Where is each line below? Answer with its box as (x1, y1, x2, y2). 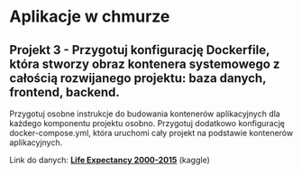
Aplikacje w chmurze (9, 6, 170, 27)
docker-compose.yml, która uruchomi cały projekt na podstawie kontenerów (9, 128, 294, 138)
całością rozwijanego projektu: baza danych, (9, 70, 267, 86)
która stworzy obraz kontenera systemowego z (9, 56, 280, 71)
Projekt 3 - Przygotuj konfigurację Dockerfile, (9, 42, 270, 58)
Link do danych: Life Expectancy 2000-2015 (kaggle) (9, 155, 210, 165)
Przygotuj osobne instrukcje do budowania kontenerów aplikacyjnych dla (9, 108, 281, 119)
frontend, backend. (9, 84, 120, 100)
